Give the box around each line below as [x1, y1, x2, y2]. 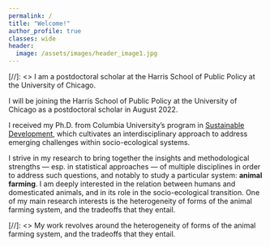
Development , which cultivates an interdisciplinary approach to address [8, 129, 248, 138]
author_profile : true [8, 27, 82, 35]
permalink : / [8, 11, 53, 20]
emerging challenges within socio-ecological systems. [8, 138, 191, 147]
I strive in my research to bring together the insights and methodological [8, 153, 250, 163]
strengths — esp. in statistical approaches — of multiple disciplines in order [8, 162, 261, 171]
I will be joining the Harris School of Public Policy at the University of [8, 96, 238, 105]
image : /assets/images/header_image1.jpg [15, 49, 158, 57]
